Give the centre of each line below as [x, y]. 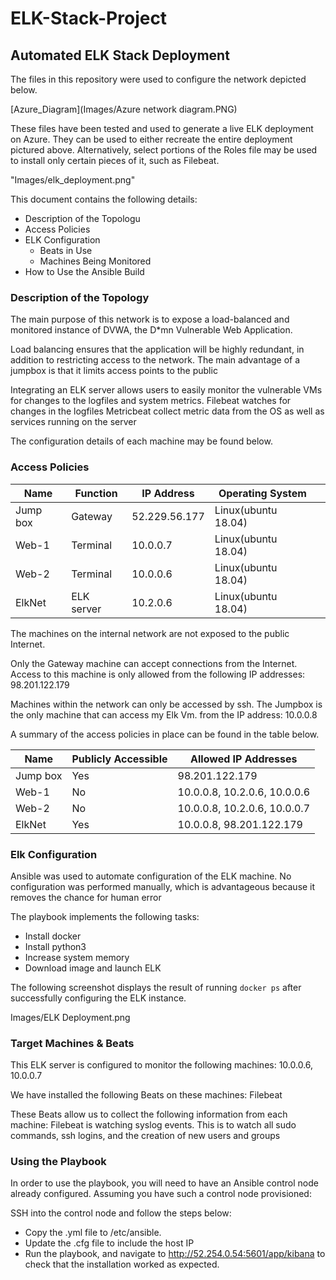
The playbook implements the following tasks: [105, 916]
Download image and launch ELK [93, 968]
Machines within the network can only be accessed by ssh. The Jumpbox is [166, 704]
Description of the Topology [80, 297]
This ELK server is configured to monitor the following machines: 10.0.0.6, [162, 1065]
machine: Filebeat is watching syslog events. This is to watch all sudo [153, 1125]
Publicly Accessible [119, 759]
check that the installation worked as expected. [122, 1264]
